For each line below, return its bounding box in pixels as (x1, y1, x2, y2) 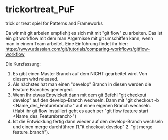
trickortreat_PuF (5, 4, 75, 15)
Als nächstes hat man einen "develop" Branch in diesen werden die (12, 81, 151, 87)
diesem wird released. (12, 76, 59, 82)
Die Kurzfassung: (5, 61, 41, 67)
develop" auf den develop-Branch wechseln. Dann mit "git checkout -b (12, 97, 159, 103)
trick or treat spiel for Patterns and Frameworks (5, 20, 103, 26)
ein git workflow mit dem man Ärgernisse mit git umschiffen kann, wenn (5, 35, 154, 41)
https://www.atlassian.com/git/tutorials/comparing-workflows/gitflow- (5, 46, 150, 52)
